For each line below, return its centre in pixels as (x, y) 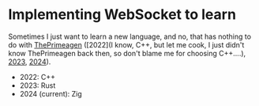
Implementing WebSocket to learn (122, 15)
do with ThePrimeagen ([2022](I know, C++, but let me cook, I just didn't (126, 44)
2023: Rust (38, 85)
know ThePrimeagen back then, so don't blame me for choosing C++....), (127, 53)
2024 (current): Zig (51, 93)
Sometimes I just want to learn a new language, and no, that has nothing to (129, 36)
